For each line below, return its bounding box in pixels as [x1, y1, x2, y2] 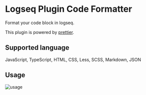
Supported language [5, 43, 70, 52]
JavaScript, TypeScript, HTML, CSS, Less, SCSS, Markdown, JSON [5, 57, 141, 63]
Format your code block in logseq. [5, 20, 75, 26]
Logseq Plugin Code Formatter [5, 3, 132, 15]
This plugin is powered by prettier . [5, 29, 75, 35]
